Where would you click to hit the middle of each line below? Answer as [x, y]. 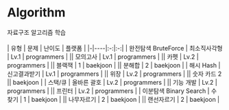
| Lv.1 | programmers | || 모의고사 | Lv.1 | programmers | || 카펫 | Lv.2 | [103, 57]
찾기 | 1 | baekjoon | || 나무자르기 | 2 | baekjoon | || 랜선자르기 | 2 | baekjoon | [113, 99]
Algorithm [36, 13]
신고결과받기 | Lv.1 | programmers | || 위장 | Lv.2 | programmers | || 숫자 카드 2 [114, 74]
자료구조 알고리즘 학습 [37, 32]
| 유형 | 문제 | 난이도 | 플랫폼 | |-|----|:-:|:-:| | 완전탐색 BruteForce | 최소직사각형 [115, 48]
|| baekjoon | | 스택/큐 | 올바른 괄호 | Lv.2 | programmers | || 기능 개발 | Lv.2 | [112, 82]
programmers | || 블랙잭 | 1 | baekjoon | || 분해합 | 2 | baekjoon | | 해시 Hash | [114, 65]
